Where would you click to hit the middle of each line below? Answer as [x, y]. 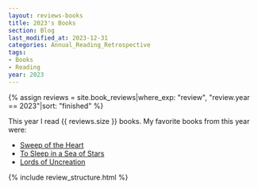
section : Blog [32, 30]
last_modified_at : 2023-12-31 [58, 38]
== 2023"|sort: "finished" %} [56, 106]
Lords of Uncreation [52, 162]
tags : [17, 52]
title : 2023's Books [42, 23]
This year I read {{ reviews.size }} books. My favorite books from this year [129, 121]
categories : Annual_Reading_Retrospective [79, 45]
